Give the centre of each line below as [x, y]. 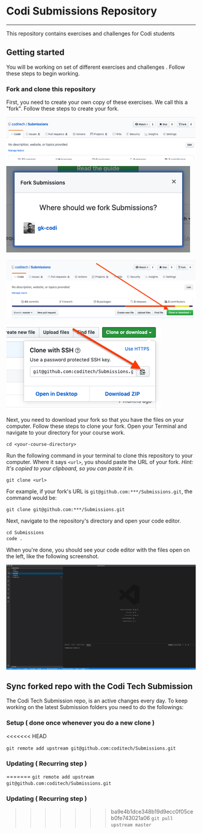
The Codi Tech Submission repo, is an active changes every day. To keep [97, 701]
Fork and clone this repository [51, 89]
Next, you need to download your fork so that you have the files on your [95, 420]
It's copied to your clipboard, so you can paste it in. [70, 468]
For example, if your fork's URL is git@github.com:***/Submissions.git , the [99, 492]
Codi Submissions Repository [82, 11]
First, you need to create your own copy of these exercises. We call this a [97, 102]
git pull [162, 819]
